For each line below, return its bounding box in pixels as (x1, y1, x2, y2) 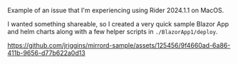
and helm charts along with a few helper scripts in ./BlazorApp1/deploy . (7, 28, 219, 36)
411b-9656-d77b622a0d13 (7, 49, 86, 57)
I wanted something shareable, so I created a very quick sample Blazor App (7, 20, 229, 28)
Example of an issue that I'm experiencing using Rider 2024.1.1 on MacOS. (7, 6, 224, 14)
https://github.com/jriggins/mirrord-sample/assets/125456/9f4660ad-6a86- (7, 41, 231, 49)
